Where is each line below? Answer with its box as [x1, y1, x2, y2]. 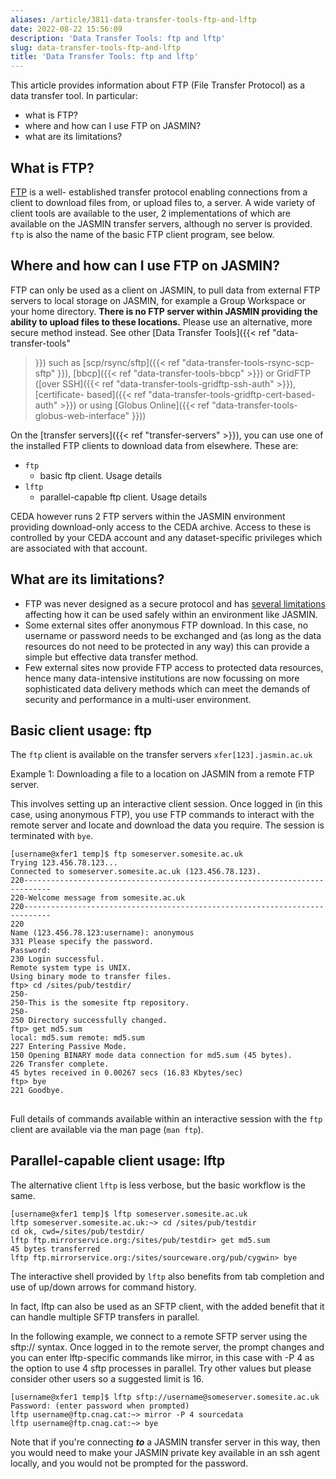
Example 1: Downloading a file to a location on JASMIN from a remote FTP [10, 768, 315, 780]
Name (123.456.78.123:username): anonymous [10, 928, 195, 938]
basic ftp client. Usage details [39, 469, 163, 481]
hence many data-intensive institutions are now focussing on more [24, 672, 300, 684]
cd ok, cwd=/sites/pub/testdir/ [10, 1226, 145, 1236]
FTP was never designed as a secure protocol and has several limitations [24, 597, 326, 610]
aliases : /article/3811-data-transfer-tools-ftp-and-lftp [10, 14, 257, 25]
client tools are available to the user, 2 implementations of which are [10, 207, 291, 219]
